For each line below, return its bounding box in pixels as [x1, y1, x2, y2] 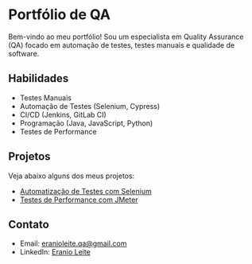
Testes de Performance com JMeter [19, 195, 138, 204]
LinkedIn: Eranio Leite [19, 247, 91, 257]
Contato [8, 217, 49, 231]
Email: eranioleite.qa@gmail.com [19, 239, 127, 248]
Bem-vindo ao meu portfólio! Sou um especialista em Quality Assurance [8, 32, 244, 41]
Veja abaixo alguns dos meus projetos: [8, 171, 135, 181]
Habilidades [8, 72, 69, 85]
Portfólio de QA [8, 6, 111, 24]
